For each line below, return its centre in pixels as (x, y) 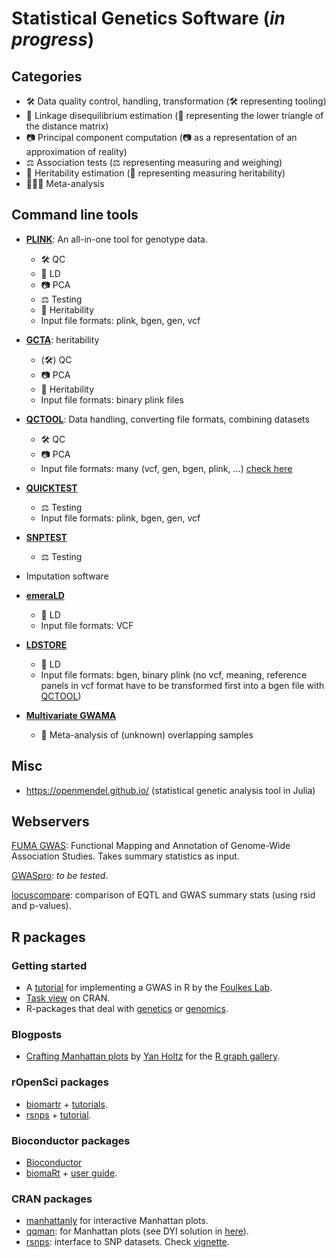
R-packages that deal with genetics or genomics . (127, 1009)
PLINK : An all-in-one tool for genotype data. (116, 239)
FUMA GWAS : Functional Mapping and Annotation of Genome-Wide (151, 846)
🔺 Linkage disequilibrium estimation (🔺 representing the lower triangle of (174, 115)
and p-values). (41, 906)
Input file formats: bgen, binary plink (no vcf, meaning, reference (174, 674)
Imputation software (67, 576)
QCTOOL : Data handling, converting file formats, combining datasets (167, 419)
